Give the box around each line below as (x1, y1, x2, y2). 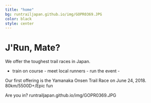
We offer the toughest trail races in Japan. (5, 59, 91, 65)
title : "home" (5, 7, 34, 12)
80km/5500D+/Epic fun (5, 83, 53, 89)
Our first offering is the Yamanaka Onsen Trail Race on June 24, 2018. (5, 77, 147, 84)
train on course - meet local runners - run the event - (12, 68, 120, 74)
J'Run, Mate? (5, 42, 60, 53)
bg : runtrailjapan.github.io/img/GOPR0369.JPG (5, 12, 102, 17)
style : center (5, 21, 34, 26)
